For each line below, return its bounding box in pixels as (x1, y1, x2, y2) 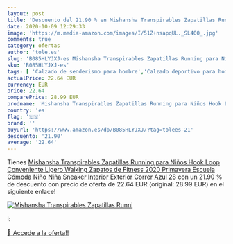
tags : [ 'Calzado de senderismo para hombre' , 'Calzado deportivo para (7, 68, 216, 75)
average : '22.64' (7, 139, 58, 146)
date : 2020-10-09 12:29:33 (7, 23, 85, 30)
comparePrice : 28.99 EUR (7, 94, 79, 101)
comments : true (7, 36, 51, 43)
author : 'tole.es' (7, 49, 60, 56)
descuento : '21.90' (7, 132, 64, 139)
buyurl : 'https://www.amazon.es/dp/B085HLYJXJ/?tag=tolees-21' (7, 126, 194, 133)
